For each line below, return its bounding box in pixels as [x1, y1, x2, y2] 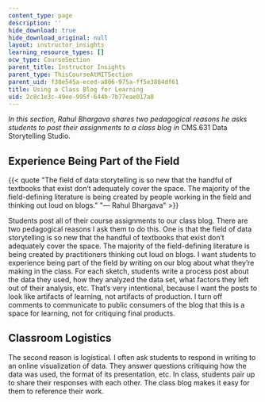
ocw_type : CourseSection [8, 56, 90, 64]
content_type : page [8, 11, 73, 20]
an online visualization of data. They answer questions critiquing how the [8, 361, 248, 370]
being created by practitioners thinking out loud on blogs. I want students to [8, 250, 256, 259]
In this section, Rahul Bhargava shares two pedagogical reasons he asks [8, 114, 248, 124]
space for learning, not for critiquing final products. [8, 308, 176, 318]
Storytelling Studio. [8, 132, 71, 141]
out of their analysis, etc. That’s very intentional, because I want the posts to [8, 283, 258, 293]
